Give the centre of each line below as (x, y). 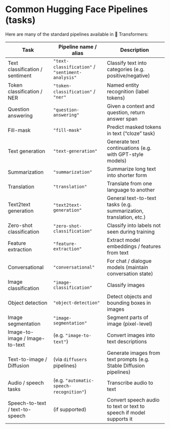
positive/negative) (129, 76)
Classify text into (127, 63)
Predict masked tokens (134, 127)
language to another (131, 190)
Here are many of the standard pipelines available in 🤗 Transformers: (77, 34)
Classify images (126, 285)
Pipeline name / (78, 47)
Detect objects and (130, 296)
